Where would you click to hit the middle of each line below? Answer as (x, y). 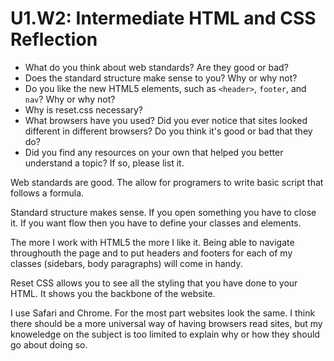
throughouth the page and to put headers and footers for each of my (151, 253)
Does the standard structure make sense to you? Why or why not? (161, 78)
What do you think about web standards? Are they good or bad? (156, 67)
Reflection (54, 39)
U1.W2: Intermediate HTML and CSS (163, 18)
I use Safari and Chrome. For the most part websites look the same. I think (163, 313)
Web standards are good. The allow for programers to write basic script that (167, 182)
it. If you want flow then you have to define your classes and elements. (156, 223)
